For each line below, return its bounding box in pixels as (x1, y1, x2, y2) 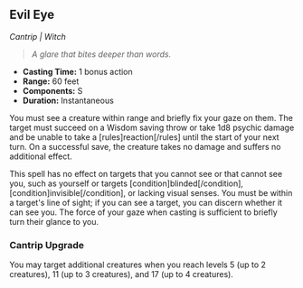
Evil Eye (9, 7, 55, 23)
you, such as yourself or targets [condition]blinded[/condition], (9, 178, 244, 189)
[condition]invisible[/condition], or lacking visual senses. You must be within (9, 187, 293, 198)
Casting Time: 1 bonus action (22, 66, 133, 77)
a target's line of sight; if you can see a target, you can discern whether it (9, 197, 283, 208)
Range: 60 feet (22, 76, 80, 87)
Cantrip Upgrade (9, 238, 84, 251)
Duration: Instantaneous (22, 95, 115, 106)
